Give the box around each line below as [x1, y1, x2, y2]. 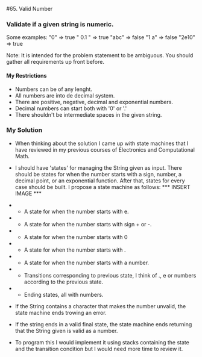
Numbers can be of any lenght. [14, 85, 92, 93]
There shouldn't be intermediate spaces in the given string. [14, 111, 162, 118]
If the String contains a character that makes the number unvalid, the [14, 302, 186, 309]
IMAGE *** [14, 190, 42, 197]
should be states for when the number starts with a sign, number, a [14, 170, 182, 178]
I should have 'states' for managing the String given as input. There [14, 164, 182, 171]
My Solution [6, 126, 43, 134]
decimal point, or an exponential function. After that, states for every [14, 177, 185, 184]
